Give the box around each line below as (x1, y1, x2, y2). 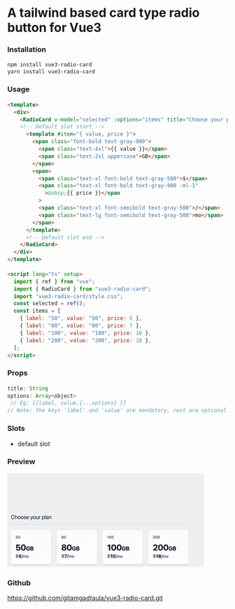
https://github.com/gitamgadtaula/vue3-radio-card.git (7, 594, 163, 602)
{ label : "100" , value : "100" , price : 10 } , (20, 330, 152, 337)
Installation (7, 45, 47, 54)
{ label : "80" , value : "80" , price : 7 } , (20, 323, 143, 330)
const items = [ (13, 307, 61, 315)
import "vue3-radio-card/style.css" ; (13, 293, 124, 300)
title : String (7, 385, 49, 392)
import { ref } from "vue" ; (13, 278, 96, 285)
